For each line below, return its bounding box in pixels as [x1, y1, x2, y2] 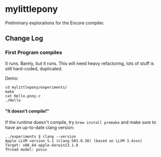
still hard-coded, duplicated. [5, 65, 63, 71]
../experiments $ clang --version [5, 134, 77, 139]
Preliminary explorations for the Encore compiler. [5, 20, 105, 26]
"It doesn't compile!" [5, 108, 49, 114]
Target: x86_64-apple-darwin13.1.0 [5, 143, 79, 148]
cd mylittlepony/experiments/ [5, 85, 68, 90]
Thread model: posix [5, 147, 48, 152]
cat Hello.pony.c [5, 93, 41, 99]
